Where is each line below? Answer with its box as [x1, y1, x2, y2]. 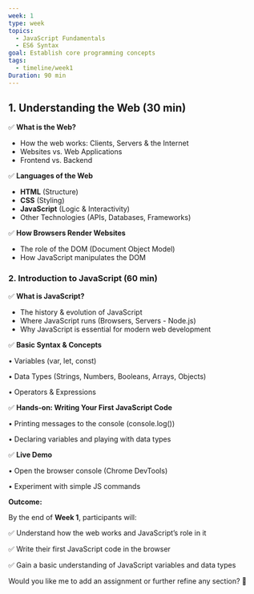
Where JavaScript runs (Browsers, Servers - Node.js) [19, 315, 196, 325]
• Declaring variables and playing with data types [8, 434, 171, 444]
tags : [8, 57, 26, 65]
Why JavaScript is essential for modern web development [19, 324, 212, 334]
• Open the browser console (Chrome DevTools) [8, 466, 168, 475]
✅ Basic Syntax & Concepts [8, 340, 103, 349]
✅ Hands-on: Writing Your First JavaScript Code [8, 402, 172, 412]
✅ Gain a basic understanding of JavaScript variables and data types [8, 559, 236, 570]
